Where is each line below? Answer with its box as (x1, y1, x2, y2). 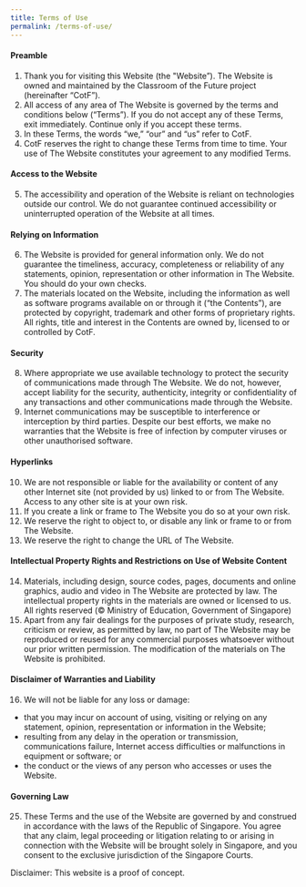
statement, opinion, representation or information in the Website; (23, 721, 267, 732)
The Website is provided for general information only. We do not (23, 250, 265, 260)
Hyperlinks (10, 456, 54, 467)
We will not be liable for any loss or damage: (23, 694, 190, 705)
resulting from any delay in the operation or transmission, (23, 730, 240, 742)
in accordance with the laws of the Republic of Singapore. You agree (23, 821, 281, 831)
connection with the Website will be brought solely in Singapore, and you (23, 840, 298, 851)
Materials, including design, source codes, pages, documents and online (23, 576, 297, 586)
